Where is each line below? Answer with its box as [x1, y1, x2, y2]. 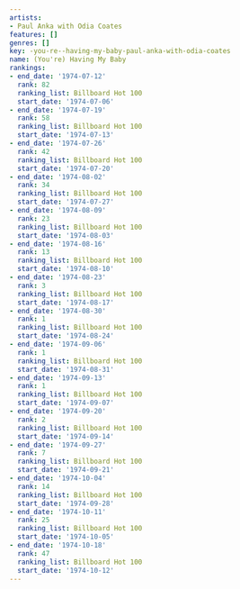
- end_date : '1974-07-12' [9, 72, 106, 81]
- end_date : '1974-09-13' [9, 373, 106, 383]
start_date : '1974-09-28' [17, 499, 115, 508]
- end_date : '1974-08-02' [9, 172, 106, 181]
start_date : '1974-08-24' [17, 331, 115, 340]
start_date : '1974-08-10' [17, 265, 115, 274]
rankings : [9, 64, 47, 73]
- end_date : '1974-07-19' [9, 105, 106, 114]
